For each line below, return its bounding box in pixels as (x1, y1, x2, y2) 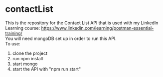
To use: (5, 40, 21, 46)
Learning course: (5, 25, 40, 31)
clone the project (12, 50, 48, 56)
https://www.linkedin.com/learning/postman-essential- (41, 25, 154, 31)
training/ (5, 30, 22, 36)
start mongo (12, 61, 38, 67)
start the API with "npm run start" (12, 66, 81, 72)
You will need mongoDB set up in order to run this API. (5, 36, 117, 41)
